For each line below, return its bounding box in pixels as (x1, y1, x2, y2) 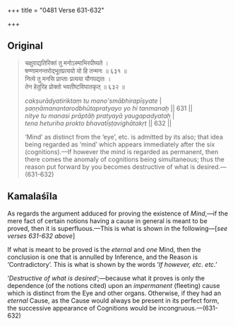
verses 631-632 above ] (7, 232, 76, 240)
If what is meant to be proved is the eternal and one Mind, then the (7, 245, 201, 253)
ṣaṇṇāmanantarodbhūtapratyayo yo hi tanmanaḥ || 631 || (24, 104, 193, 112)
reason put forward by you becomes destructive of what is (24, 162, 195, 171)
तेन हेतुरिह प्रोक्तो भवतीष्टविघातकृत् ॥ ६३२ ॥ (24, 82, 125, 91)
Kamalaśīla (7, 190, 58, 203)
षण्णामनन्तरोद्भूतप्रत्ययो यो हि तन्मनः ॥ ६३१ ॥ (24, 66, 127, 75)
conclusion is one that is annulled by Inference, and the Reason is (7, 253, 198, 261)
